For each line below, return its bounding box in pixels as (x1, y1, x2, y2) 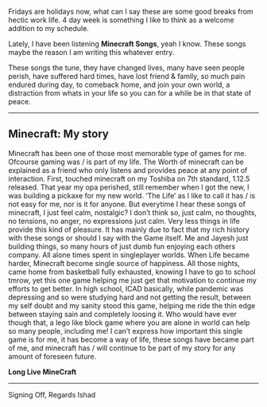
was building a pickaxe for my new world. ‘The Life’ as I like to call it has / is (8, 190, 256, 200)
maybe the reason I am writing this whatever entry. (8, 48, 175, 57)
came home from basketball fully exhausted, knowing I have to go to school (8, 267, 256, 276)
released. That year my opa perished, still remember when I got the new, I (8, 182, 250, 192)
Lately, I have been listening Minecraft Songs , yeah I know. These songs (8, 39, 246, 49)
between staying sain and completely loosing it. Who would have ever (8, 309, 237, 319)
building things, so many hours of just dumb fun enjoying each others (8, 241, 236, 251)
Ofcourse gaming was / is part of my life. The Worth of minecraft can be (8, 157, 244, 166)
